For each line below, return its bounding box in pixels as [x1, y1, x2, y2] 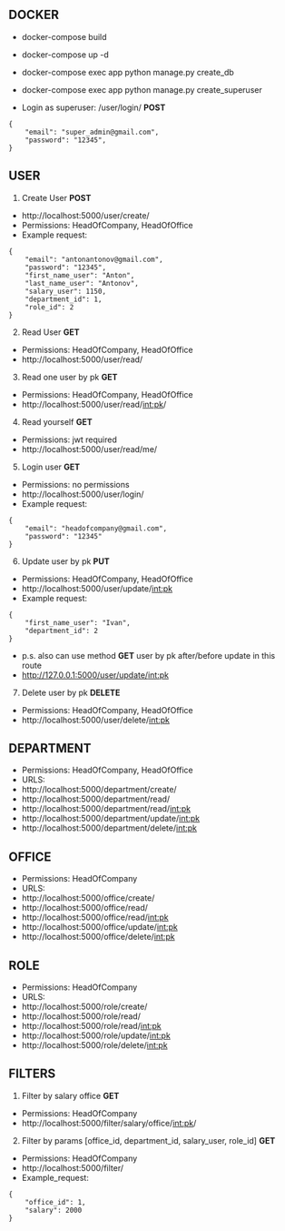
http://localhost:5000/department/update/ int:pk [21, 813, 201, 824]
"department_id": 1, [25, 295, 103, 304]
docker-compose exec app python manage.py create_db [21, 66, 235, 77]
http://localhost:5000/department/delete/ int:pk [21, 822, 197, 833]
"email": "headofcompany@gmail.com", [25, 523, 168, 533]
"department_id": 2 [25, 626, 99, 635]
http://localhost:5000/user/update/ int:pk [21, 582, 173, 594]
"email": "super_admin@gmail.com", [25, 127, 160, 136]
